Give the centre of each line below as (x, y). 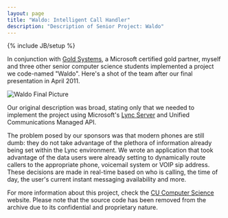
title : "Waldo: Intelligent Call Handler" (69, 20)
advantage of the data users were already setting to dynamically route (106, 157)
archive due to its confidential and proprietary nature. (82, 208)
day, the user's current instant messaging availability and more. (97, 179)
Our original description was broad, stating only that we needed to (101, 108)
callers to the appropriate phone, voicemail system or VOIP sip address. (109, 165)
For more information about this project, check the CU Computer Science (111, 193)
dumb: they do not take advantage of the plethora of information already (110, 143)
